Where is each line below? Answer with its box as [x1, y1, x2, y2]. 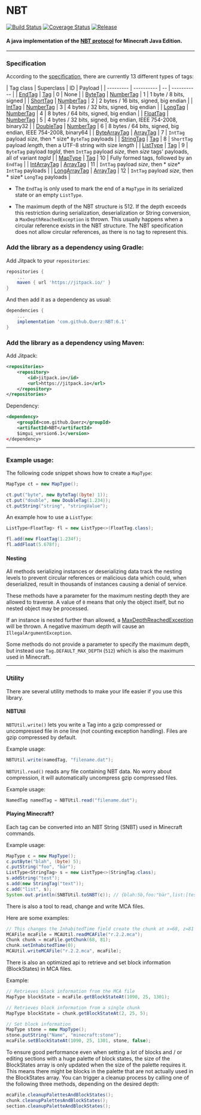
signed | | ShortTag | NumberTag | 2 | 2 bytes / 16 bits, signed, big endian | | [6, 97, 193, 105]
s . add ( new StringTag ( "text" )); [6, 881, 84, 887]
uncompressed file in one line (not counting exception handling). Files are [6, 727, 187, 735]
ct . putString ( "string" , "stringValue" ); [6, 503, 109, 509]
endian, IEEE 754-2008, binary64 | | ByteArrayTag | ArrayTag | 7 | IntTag [6, 129, 185, 136]
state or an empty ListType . [14, 191, 83, 199]
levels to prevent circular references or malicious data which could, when [6, 574, 187, 581]
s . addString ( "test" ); [6, 875, 60, 881]
